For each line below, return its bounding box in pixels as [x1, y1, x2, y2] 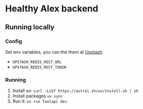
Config [5, 38, 22, 45]
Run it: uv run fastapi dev [12, 98, 67, 105]
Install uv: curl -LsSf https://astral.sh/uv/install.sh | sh [12, 88, 139, 94]
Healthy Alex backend [5, 3, 99, 14]
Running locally [5, 23, 55, 31]
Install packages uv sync [12, 93, 63, 99]
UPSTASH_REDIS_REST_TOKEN [12, 65, 66, 70]
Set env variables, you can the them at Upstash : [5, 49, 104, 55]
